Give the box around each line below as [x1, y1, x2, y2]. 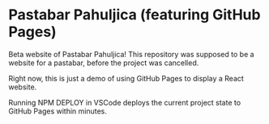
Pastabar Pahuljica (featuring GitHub [8, 6, 261, 24]
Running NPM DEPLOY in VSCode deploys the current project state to [8, 97, 241, 107]
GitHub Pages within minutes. [8, 106, 108, 116]
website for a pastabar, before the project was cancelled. [8, 58, 199, 68]
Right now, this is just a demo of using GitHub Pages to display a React [8, 73, 245, 83]
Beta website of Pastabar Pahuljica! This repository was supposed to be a [8, 49, 254, 59]
